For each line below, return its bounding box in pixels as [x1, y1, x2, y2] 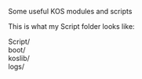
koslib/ [8, 54, 30, 63]
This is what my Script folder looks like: [8, 22, 135, 31]
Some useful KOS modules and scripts [8, 7, 133, 16]
